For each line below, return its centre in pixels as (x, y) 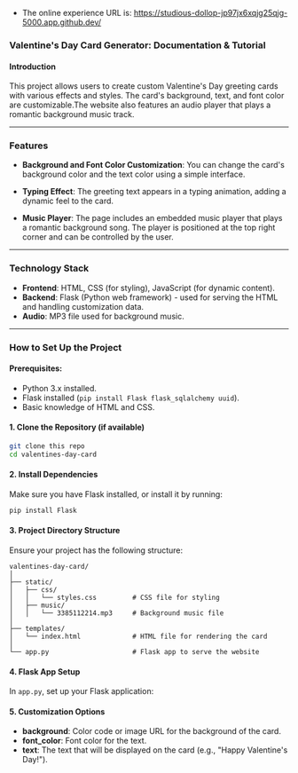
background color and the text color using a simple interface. (133, 174)
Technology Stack (49, 268)
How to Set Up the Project (66, 347)
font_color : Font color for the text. (84, 741)
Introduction (32, 67)
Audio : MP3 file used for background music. (103, 316)
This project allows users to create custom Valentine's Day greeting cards (144, 86)
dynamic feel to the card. (67, 201)
